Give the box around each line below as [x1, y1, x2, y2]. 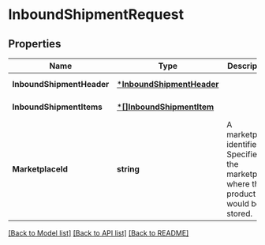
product [226, 188, 256, 199]
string [117, 164, 140, 175]
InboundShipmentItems [12, 101, 103, 112]
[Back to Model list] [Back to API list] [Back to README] [8, 228, 189, 238]
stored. [226, 208, 253, 219]
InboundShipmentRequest [8, 6, 185, 24]
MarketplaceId [12, 164, 69, 175]
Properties [8, 37, 62, 51]
